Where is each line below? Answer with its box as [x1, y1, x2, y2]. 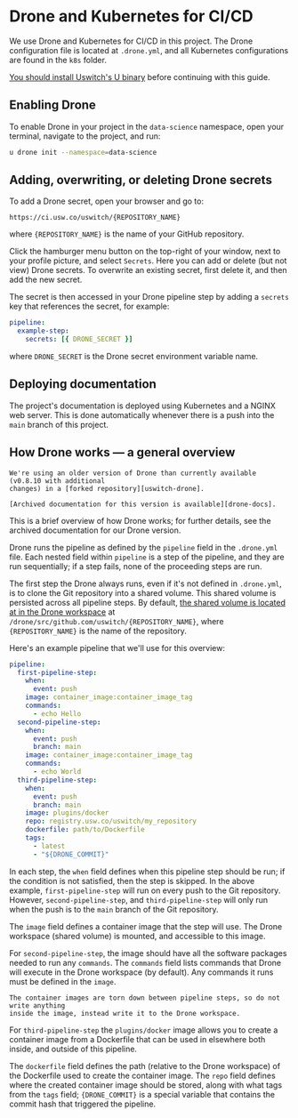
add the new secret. [9, 274, 83, 286]
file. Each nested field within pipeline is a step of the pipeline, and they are [9, 551, 285, 562]
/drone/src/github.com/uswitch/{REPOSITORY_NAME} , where [9, 615, 224, 626]
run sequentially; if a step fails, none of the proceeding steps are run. [9, 560, 262, 571]
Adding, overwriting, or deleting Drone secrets [9, 173, 273, 188]
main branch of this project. [9, 419, 109, 430]
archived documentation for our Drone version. [9, 525, 181, 535]
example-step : [17, 326, 69, 335]
